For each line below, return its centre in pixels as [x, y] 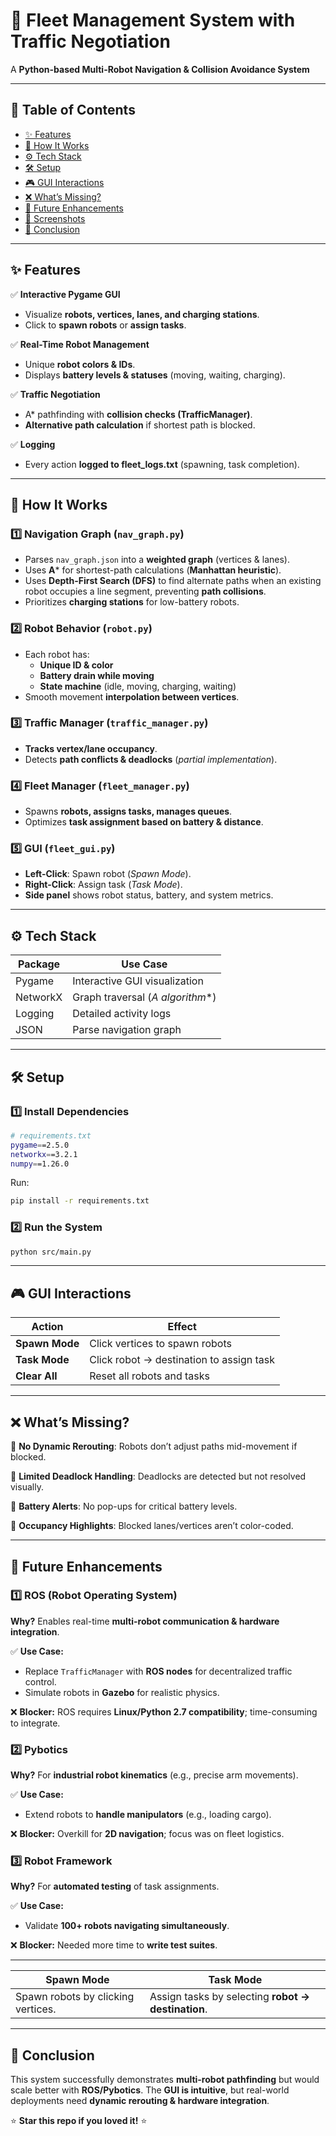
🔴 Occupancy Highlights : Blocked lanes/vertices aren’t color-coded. [152, 1526]
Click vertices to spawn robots [160, 1344]
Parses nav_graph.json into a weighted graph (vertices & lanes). [157, 560]
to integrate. [35, 1723]
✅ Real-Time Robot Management [80, 344]
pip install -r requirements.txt [80, 1201]
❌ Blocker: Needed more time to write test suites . [114, 1945]
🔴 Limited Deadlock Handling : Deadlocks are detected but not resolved [158, 1476]
